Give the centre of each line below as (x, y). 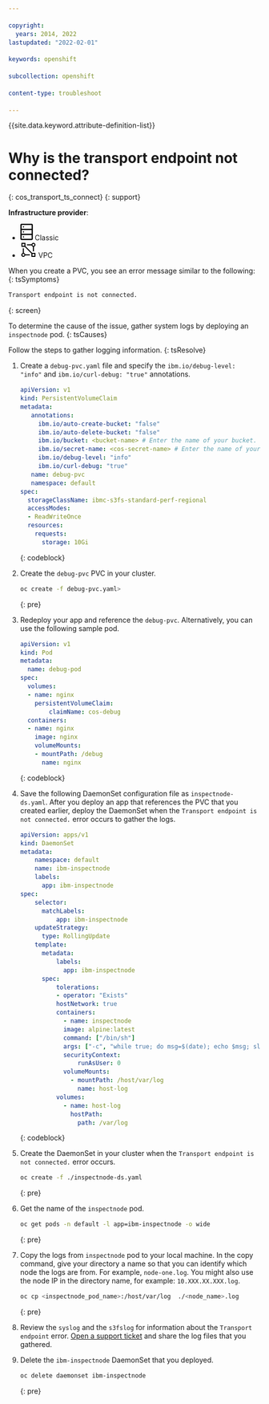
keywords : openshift (43, 59)
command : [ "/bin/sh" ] (99, 1038)
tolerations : (78, 987)
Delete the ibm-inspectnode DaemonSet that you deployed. (116, 1360)
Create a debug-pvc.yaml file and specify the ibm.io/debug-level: (128, 366)
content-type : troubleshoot (55, 93)
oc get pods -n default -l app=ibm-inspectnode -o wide (115, 1224)
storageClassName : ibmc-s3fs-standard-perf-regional (117, 500)
